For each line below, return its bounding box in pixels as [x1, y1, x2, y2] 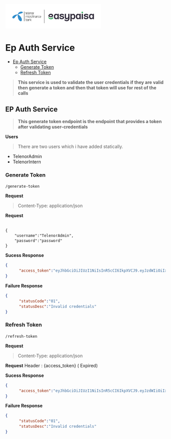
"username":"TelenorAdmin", [14, 233, 74, 239]
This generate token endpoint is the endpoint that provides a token [17, 119, 162, 125]
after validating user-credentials [17, 124, 88, 130]
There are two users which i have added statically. [17, 143, 124, 150]
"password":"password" [14, 238, 63, 244]
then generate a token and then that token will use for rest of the [17, 85, 157, 91]
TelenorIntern [12, 159, 42, 165]
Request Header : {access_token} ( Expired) [5, 362, 98, 368]
